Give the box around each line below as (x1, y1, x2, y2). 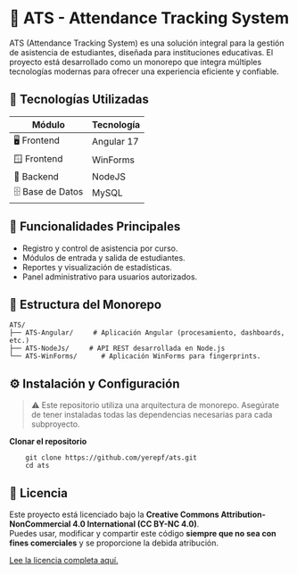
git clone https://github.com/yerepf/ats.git (25, 453, 198, 462)
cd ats (25, 462, 50, 470)
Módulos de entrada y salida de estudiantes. (21, 252, 186, 262)
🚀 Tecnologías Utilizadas (9, 92, 149, 107)
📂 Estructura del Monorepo (9, 296, 162, 312)
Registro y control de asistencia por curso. (21, 243, 178, 254)
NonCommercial (9, 519, 71, 529)
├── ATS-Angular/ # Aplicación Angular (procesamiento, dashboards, (9, 329, 285, 337)
